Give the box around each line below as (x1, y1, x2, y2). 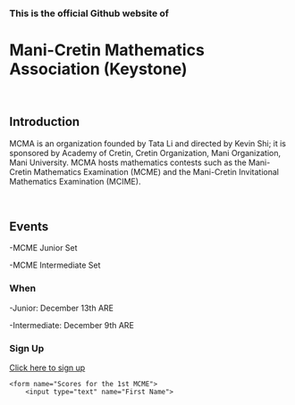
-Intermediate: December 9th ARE (9, 319, 134, 330)
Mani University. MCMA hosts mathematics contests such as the (9, 157, 248, 168)
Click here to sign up (9, 362, 86, 373)
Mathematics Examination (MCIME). (9, 176, 141, 186)
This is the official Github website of (9, 7, 170, 20)
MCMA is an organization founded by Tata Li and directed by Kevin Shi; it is (9, 137, 286, 149)
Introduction (9, 114, 80, 129)
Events (9, 219, 49, 235)
